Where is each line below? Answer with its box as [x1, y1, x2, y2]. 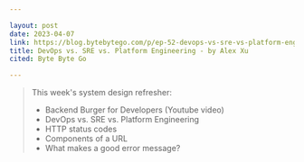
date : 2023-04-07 [9, 29, 75, 39]
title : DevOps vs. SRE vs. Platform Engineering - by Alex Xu [9, 46, 249, 55]
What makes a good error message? [44, 143, 181, 154]
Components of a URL [44, 133, 128, 144]
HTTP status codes [44, 123, 118, 135]
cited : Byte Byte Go [9, 55, 88, 64]
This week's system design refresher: [31, 87, 173, 98]
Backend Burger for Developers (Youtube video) [44, 104, 224, 115]
